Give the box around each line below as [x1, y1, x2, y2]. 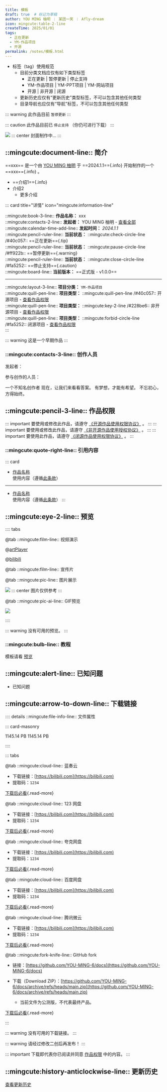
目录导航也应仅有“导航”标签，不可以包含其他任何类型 [19, 101, 128, 107]
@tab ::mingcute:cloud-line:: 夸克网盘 [5, 839, 82, 845]
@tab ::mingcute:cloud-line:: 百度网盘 [5, 877, 82, 883]
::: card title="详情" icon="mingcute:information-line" [5, 202, 114, 208]
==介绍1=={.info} [12, 179, 48, 185]
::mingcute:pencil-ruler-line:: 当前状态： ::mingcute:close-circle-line [5, 256, 144, 262]
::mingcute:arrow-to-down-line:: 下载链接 [5, 700, 137, 708]
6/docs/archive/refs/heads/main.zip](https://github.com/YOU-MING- [12, 984, 154, 990]
